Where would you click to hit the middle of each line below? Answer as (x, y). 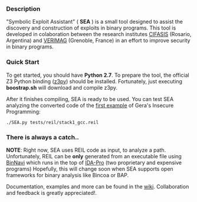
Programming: (23, 112)
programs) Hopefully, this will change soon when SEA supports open (90, 169)
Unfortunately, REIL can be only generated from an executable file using (94, 156)
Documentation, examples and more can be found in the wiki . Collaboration (98, 186)
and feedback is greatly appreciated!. (52, 193)
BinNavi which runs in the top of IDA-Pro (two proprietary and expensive (94, 162)
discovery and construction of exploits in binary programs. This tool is (91, 28)
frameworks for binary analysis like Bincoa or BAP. (68, 175)
